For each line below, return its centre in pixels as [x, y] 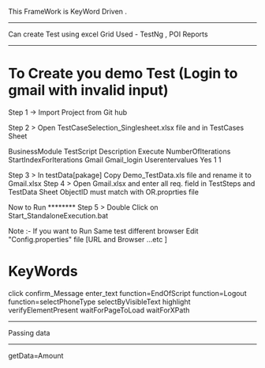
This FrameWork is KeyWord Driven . [68, 11]
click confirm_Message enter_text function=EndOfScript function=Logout [127, 293]
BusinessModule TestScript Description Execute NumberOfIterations [119, 151]
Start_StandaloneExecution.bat [58, 215]
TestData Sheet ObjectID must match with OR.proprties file [104, 192]
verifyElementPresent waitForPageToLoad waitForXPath [99, 310]
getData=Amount [36, 355]
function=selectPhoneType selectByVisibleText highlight [99, 302]
